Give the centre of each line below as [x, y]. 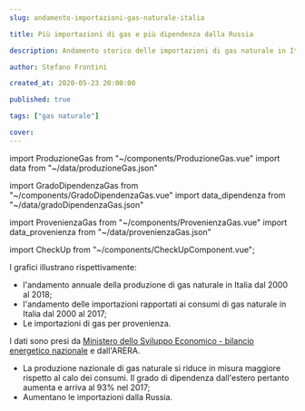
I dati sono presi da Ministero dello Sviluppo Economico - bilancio [132, 340]
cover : [22, 132]
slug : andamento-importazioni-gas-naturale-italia [107, 18]
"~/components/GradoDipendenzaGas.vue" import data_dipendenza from [148, 195]
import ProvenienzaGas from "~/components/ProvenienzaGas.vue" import [148, 222]
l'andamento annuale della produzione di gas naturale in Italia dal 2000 [155, 284]
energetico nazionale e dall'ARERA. [75, 350]
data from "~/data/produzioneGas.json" [84, 168]
